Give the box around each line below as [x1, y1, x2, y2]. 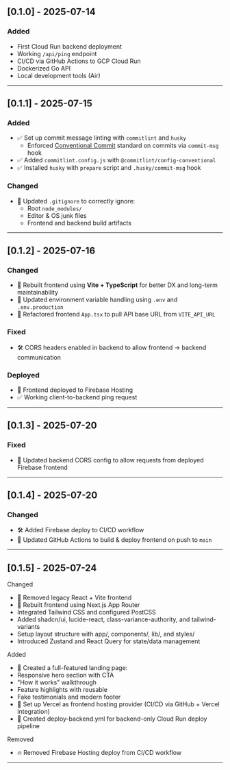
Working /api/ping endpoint [16, 49, 97, 58]
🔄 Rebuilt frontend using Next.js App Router [16, 601, 140, 609]
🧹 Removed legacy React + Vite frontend [16, 593, 132, 602]
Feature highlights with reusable [16, 686, 108, 694]
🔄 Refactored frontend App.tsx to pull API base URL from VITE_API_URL [16, 310, 216, 319]
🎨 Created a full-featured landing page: [16, 664, 128, 672]
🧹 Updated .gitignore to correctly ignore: [16, 197, 136, 205]
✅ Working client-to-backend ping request [16, 393, 138, 401]
